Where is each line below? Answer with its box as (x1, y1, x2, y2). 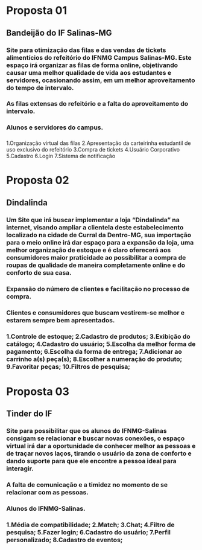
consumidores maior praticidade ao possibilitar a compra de (6, 253, 186, 261)
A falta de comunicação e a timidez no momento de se (6, 481, 168, 489)
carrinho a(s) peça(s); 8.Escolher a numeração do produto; (6, 354, 183, 363)
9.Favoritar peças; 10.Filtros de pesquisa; (6, 362, 131, 371)
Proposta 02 (6, 173, 69, 187)
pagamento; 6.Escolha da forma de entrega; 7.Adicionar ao (6, 347, 182, 356)
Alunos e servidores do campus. (6, 123, 104, 132)
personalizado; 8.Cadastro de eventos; (6, 536, 123, 544)
